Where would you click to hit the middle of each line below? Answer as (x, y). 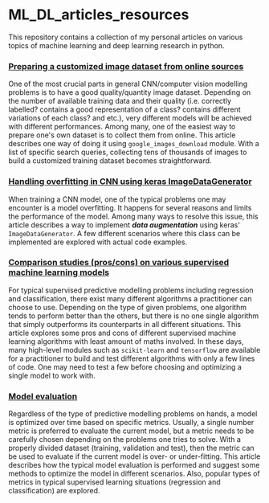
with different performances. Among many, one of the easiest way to (122, 127)
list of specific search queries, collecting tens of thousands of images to (128, 152)
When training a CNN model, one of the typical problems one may (117, 199)
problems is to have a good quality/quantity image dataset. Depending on (130, 92)
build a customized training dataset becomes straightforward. (110, 161)
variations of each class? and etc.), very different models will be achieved (130, 118)
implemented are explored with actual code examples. (98, 242)
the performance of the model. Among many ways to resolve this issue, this (133, 216)
